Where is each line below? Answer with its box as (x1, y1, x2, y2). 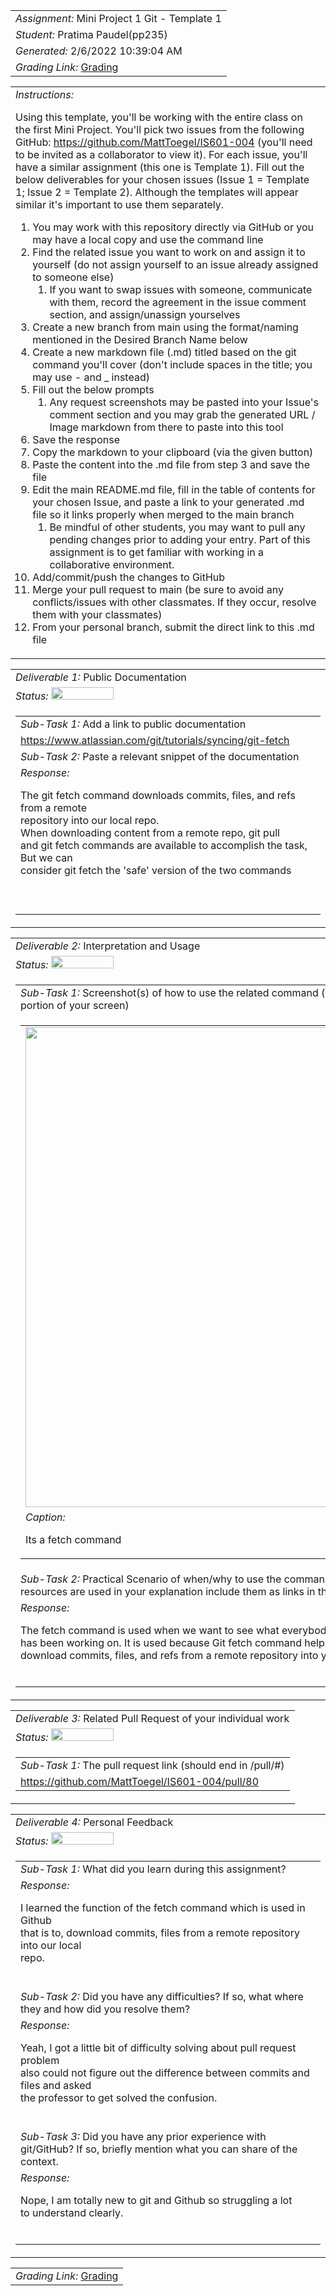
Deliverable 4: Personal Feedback (15, 1815, 174, 1829)
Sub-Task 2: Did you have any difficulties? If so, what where (20, 1990, 304, 2003)
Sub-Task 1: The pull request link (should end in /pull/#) (20, 1759, 285, 1772)
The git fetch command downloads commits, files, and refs (20, 789, 296, 802)
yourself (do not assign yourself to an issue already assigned (32, 258, 319, 271)
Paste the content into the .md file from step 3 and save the (32, 458, 311, 471)
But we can (20, 851, 73, 864)
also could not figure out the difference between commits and (20, 2066, 310, 2079)
